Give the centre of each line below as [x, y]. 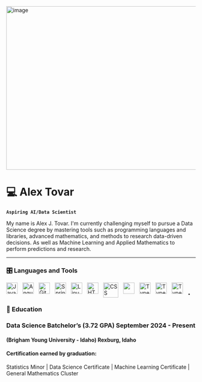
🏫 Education [24, 309]
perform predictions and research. [49, 248]
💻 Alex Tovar [40, 192]
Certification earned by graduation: [52, 354]
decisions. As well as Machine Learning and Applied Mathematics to [91, 242]
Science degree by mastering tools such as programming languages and [96, 230]
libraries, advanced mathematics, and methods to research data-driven [94, 236]
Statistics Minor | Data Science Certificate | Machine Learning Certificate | [98, 367]
